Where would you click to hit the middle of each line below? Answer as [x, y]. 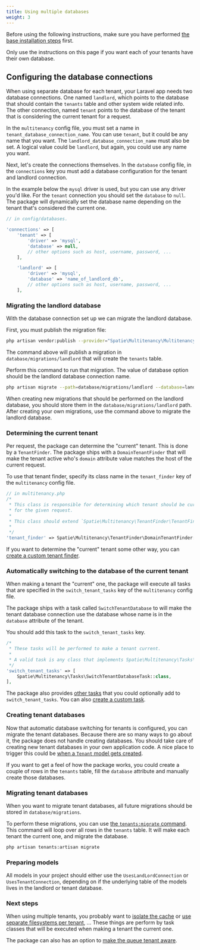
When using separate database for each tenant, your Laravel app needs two [99, 91]
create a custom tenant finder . [43, 556]
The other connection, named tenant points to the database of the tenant [96, 110]
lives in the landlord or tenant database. [55, 888]
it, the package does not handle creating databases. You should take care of [100, 741]
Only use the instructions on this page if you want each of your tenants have [100, 52]
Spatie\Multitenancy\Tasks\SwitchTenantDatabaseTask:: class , [94, 676]
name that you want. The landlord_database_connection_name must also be [98, 141]
